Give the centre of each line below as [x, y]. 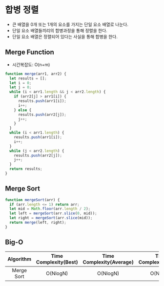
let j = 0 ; [20, 87]
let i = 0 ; [20, 83]
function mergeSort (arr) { [32, 200]
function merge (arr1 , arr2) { [36, 74]
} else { [23, 110]
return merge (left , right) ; [38, 223]
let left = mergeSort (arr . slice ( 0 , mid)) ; [53, 213]
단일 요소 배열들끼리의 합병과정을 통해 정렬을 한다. [60, 30]
